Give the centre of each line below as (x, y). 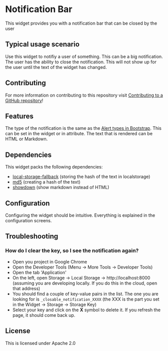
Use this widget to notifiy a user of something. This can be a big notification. (84, 56)
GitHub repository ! (24, 100)
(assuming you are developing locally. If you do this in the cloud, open (85, 283)
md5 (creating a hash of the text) (46, 182)
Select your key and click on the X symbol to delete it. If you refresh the (87, 310)
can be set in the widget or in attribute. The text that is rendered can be (79, 134)
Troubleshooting (32, 237)
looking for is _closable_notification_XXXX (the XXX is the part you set (86, 299)
